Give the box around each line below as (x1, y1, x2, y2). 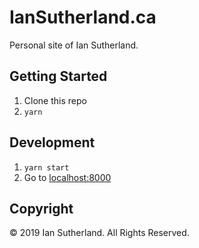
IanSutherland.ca (9, 6, 157, 29)
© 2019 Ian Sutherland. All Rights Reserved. (9, 227, 190, 239)
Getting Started (9, 68, 108, 85)
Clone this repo (23, 94, 87, 106)
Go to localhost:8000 (23, 171, 112, 183)
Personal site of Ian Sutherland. (9, 39, 139, 51)
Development (9, 134, 96, 151)
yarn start (23, 162, 70, 173)
